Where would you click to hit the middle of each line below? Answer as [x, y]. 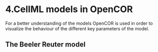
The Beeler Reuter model [45, 45]
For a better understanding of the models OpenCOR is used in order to [79, 23]
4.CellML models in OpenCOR [69, 9]
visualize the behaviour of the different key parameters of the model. [77, 28]
